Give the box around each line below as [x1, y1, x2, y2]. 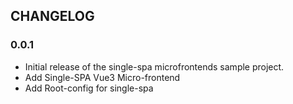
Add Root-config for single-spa [24, 82, 154, 94]
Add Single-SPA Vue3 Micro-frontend [24, 71, 181, 83]
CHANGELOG [10, 8, 95, 25]
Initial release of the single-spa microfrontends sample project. [24, 60, 285, 73]
